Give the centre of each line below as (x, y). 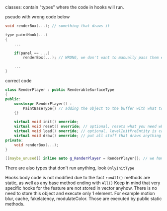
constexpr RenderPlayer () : (43, 104)
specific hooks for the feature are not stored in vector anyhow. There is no (81, 188)
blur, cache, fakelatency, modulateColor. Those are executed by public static (83, 199)
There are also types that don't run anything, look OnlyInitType (70, 168)
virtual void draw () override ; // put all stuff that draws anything (88, 136)
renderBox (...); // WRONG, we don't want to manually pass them (91, 58)
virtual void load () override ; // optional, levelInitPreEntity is (85, 131)
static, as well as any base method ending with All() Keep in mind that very (83, 183)
